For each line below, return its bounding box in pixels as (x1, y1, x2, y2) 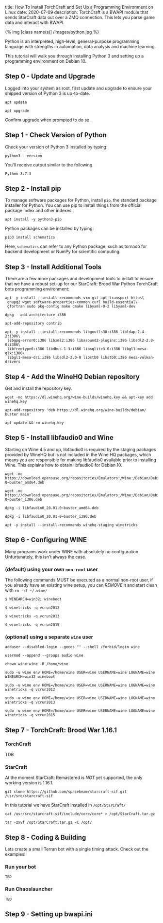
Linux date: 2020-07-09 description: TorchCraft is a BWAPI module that (5, 9, 148, 15)
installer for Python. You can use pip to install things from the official (5, 202, 142, 208)
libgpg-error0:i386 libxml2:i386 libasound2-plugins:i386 (7, 338, 127, 343)
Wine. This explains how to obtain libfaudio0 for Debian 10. (5, 462, 123, 468)
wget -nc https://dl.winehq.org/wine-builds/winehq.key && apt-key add (5, 395, 153, 400)
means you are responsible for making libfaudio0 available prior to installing (5, 457, 157, 463)
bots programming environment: (5, 286, 69, 292)
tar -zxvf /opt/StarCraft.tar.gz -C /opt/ (5, 820, 92, 825)
